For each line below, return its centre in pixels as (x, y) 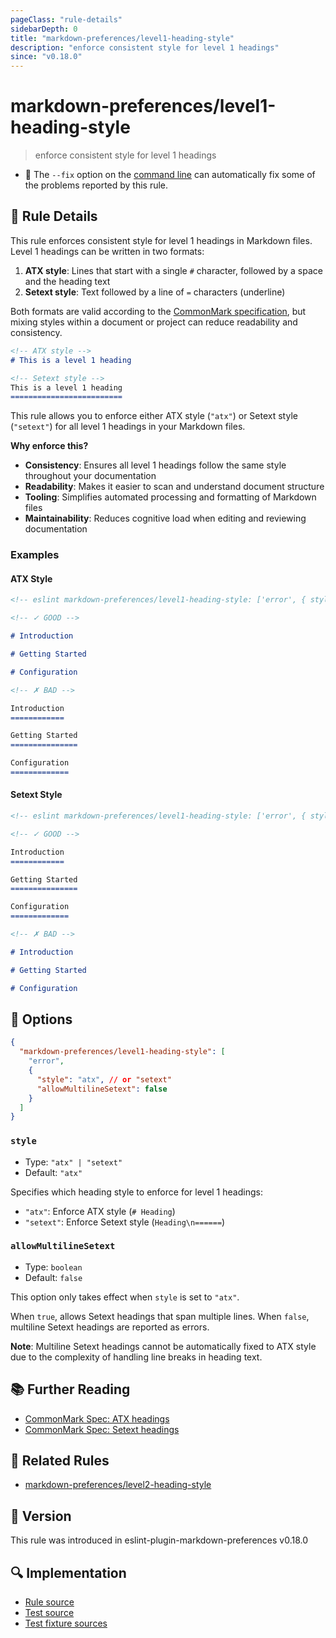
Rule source (49, 1602)
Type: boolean (53, 1267)
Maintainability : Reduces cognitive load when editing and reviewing (165, 518)
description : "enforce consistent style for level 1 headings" (145, 47)
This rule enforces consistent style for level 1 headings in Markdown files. (161, 240)
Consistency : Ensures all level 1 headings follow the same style (155, 465)
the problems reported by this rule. (96, 185)
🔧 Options (41, 1019)
